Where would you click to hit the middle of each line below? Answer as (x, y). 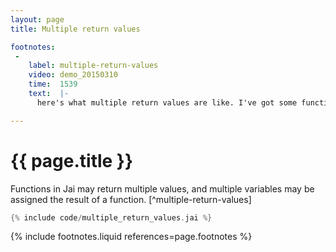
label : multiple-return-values (93, 66)
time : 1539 (53, 84)
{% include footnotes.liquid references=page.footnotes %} (131, 237)
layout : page (37, 19)
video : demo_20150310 (73, 75)
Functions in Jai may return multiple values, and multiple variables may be (162, 188)
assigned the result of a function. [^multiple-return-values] (131, 199)
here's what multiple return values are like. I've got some (167, 102)
